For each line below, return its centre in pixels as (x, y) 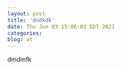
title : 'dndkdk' (31, 20)
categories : (25, 33)
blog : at (20, 40)
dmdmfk (19, 59)
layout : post (26, 14)
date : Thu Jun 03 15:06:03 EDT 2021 (61, 26)
